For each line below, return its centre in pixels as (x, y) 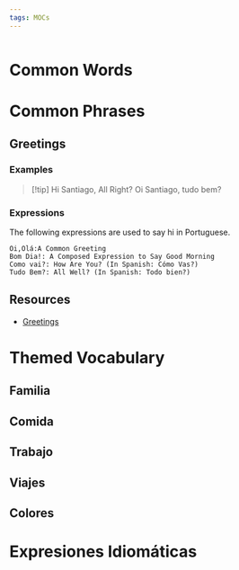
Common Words (71, 70)
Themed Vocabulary (87, 357)
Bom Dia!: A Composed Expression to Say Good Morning (112, 256)
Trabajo (31, 452)
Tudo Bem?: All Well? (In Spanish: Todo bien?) (100, 272)
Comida (31, 421)
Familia (30, 391)
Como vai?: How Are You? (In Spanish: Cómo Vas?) (104, 264)
